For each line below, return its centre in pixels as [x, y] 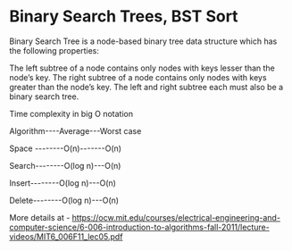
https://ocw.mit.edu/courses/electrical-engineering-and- [176, 217]
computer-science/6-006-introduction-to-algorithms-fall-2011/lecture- [139, 227]
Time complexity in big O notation [71, 113]
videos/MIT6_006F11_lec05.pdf [66, 236]
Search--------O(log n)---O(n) [65, 165]
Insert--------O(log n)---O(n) [63, 183]
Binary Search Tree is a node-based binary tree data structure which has [143, 41]
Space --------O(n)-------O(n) [66, 148]
